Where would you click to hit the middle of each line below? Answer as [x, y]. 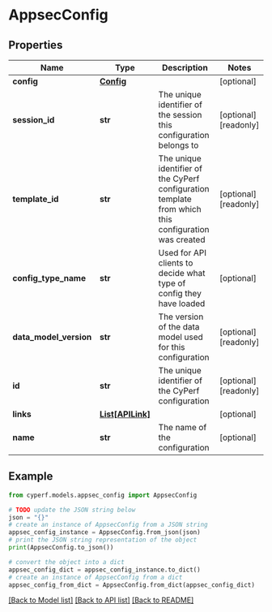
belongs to [178, 145]
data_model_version [52, 337]
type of [172, 283]
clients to [176, 263]
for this [172, 347]
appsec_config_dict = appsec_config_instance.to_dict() [104, 570]
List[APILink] [125, 414]
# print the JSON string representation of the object [103, 540]
